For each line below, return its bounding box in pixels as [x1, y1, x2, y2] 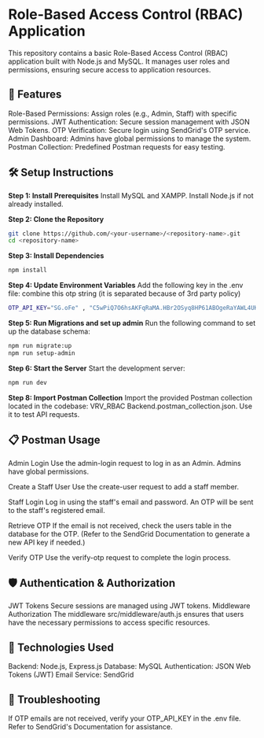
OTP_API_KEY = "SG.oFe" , [8, 304, 86, 312]
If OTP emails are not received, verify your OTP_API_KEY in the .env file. [8, 714, 241, 723]
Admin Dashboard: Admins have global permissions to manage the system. [8, 134, 251, 143]
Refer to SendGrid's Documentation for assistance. [8, 721, 173, 731]
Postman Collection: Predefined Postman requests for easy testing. [8, 142, 225, 151]
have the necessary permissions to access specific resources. [8, 618, 211, 627]
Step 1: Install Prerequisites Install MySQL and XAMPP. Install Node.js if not [8, 190, 254, 200]
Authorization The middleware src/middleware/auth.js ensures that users [8, 610, 244, 619]
